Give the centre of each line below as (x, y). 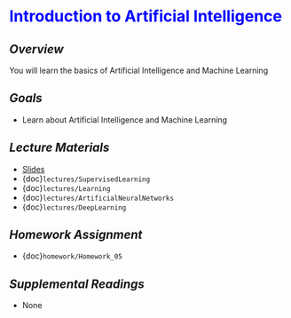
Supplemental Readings (77, 284)
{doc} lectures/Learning (66, 187)
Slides (33, 169)
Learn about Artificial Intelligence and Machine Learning (125, 119)
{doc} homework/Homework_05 (72, 256)
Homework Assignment (76, 235)
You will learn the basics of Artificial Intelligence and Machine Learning (139, 70)
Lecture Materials (59, 148)
